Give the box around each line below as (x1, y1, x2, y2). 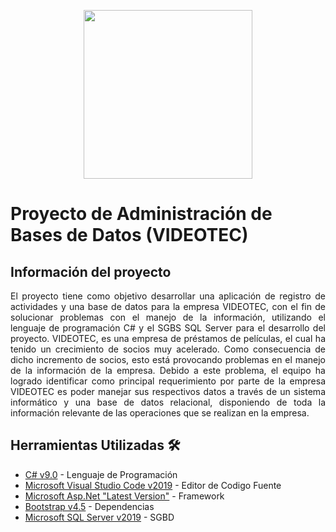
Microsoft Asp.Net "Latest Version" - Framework (24, 490, 225, 502)
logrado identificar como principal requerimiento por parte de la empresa (10, 375, 326, 387)
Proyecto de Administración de (10, 203, 273, 225)
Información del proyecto (10, 263, 172, 280)
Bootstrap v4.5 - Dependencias (24, 500, 155, 512)
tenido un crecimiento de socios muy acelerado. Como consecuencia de (10, 343, 326, 355)
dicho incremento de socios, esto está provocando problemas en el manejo (10, 354, 326, 365)
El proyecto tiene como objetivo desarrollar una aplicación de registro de (10, 290, 326, 302)
